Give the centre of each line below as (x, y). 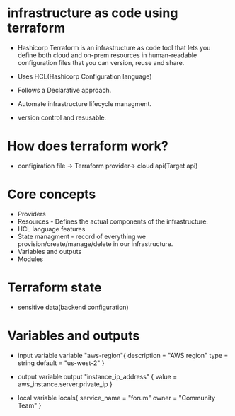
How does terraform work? (88, 146)
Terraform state (55, 287)
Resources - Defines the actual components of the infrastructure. (113, 221)
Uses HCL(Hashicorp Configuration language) (85, 76)
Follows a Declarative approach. (64, 90)
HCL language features (51, 229)
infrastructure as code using (93, 13)
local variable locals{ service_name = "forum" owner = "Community (116, 398)
